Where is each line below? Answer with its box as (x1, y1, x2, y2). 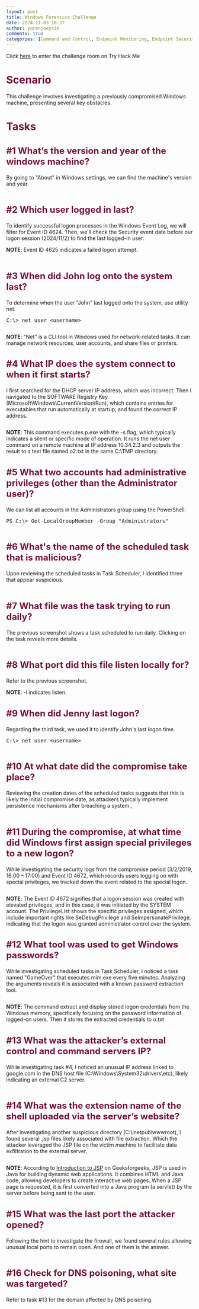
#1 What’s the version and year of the (6, 145, 167, 156)
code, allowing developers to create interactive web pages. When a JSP (6, 1177, 182, 1184)
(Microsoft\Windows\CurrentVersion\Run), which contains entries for (6, 399, 174, 407)
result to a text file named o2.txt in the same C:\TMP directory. (6, 448, 158, 455)
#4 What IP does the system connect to (6, 358, 176, 370)
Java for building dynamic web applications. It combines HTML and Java (6, 1171, 184, 1178)
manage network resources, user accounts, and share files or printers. (6, 339, 178, 347)
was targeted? (6, 1278, 68, 1289)
